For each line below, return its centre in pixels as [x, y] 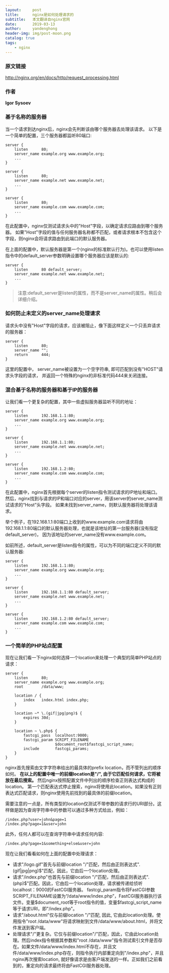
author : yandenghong [31, 29]
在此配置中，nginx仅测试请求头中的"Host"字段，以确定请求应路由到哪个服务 [84, 226]
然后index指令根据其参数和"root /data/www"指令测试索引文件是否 [90, 940]
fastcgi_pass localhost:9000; [56, 736]
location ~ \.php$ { [36, 731]
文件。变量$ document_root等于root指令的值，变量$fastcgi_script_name [87, 902]
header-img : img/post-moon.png [38, 33]
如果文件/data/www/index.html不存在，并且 [67, 947]
